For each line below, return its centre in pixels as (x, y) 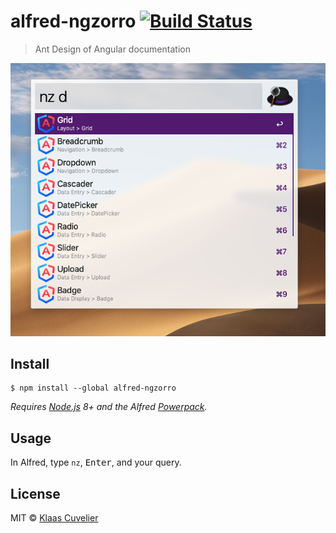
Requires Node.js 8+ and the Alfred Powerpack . (109, 407)
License (35, 493)
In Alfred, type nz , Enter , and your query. (96, 462)
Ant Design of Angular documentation (112, 49)
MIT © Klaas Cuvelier (54, 518)
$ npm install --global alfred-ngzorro (93, 388)
